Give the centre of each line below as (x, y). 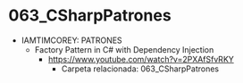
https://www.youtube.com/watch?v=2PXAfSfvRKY (141, 59)
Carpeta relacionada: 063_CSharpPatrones (140, 69)
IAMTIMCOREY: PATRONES (71, 40)
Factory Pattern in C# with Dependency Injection (124, 49)
